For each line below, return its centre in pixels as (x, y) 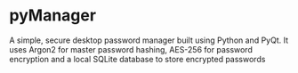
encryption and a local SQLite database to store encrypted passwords (137, 59)
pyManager (52, 16)
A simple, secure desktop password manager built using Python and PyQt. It (149, 40)
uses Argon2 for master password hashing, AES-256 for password (131, 49)
